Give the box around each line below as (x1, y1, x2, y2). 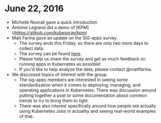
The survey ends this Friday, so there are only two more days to (19, 40, 149, 46)
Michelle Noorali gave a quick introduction (11, 19, 98, 25)
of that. (19, 113, 34, 119)
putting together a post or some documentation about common (19, 92, 147, 98)
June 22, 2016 (4, 3, 64, 14)
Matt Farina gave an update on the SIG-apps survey (11, 35, 117, 41)
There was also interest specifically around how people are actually (19, 103, 156, 109)
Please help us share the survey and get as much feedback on (19, 56, 146, 61)
